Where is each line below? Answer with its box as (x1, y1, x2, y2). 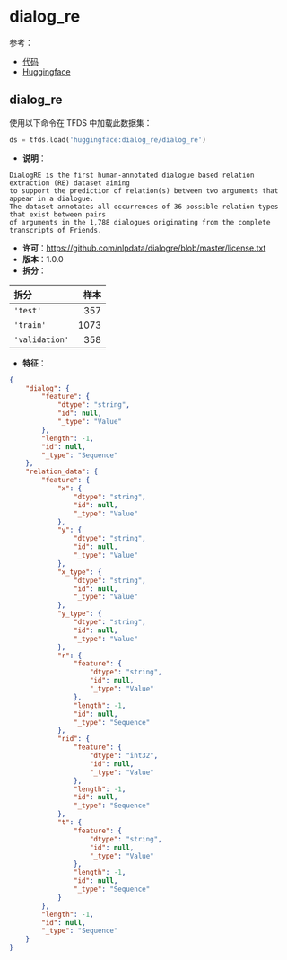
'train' (13, 320, 47, 330)
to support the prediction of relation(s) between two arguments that (9, 186, 279, 195)
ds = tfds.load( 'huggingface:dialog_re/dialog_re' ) (9, 135, 206, 145)
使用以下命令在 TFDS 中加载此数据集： (9, 117, 152, 128)
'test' (13, 305, 42, 315)
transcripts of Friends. (9, 225, 102, 234)
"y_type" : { (57, 609, 102, 619)
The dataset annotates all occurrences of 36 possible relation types (9, 202, 279, 211)
